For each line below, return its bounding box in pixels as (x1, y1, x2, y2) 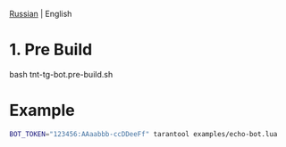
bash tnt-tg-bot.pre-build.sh (9, 69, 114, 79)
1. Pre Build (9, 40, 93, 60)
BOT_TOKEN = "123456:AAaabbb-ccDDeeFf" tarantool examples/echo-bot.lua (9, 129, 278, 138)
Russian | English (9, 9, 72, 19)
